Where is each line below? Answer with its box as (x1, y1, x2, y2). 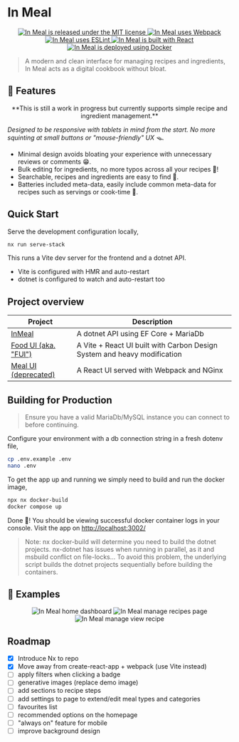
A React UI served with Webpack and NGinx (76, 365, 223, 375)
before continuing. (24, 421, 80, 429)
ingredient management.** (80, 111, 159, 120)
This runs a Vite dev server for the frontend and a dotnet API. (7, 254, 186, 262)
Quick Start (7, 208, 59, 221)
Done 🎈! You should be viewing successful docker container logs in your (7, 516, 220, 524)
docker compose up (7, 503, 62, 510)
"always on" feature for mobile (17, 719, 108, 727)
